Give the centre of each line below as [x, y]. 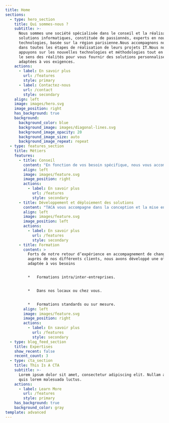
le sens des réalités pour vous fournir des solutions [77, 57]
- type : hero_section [32, 19]
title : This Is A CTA [37, 365]
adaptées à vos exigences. [47, 62]
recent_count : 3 [31, 356]
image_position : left [46, 221]
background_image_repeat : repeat [54, 142]
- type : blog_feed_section [38, 342]
